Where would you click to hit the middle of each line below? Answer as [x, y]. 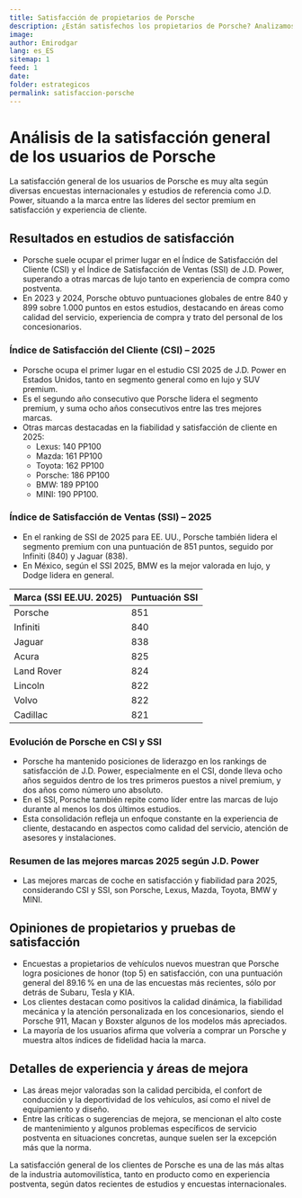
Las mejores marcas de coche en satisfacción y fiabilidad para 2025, [150, 881]
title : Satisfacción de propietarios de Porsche [102, 18]
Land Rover [38, 671]
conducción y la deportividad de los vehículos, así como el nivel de [147, 1100]
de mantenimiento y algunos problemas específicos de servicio [140, 1129]
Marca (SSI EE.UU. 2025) [68, 597]
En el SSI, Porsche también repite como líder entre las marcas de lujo [150, 800]
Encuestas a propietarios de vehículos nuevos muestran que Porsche [151, 964]
